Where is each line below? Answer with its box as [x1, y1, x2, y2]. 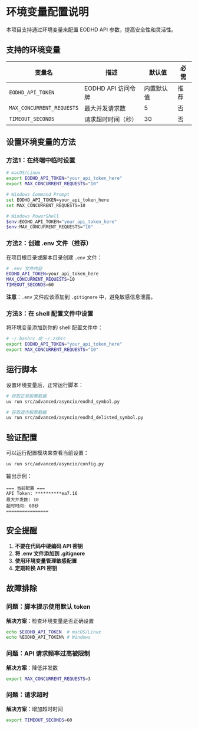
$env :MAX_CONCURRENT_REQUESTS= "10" [6, 224, 94, 230]
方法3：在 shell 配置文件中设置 [6, 310, 94, 318]
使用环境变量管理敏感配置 [14, 557, 77, 564]
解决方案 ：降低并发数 [6, 664, 58, 671]
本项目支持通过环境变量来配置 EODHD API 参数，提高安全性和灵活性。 [6, 26, 177, 33]
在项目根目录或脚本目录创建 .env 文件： [6, 254, 103, 261]
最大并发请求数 [84, 104, 126, 112]
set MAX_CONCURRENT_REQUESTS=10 [6, 202, 85, 208]
